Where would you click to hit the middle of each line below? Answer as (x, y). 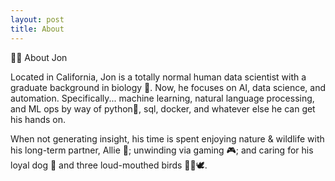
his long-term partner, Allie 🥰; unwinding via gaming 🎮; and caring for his (162, 150)
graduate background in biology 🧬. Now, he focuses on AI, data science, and (168, 87)
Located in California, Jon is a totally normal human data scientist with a (158, 77)
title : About (37, 29)
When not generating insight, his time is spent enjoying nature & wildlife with (167, 138)
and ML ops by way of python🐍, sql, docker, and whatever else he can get (163, 108)
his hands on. (38, 119)
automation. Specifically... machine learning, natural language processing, (162, 98)
